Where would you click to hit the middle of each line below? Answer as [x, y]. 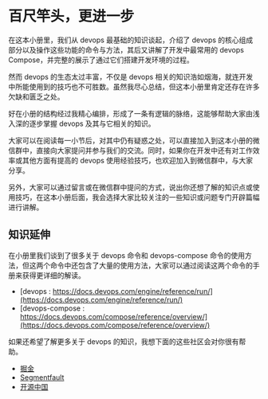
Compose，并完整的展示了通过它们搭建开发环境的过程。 [101, 60]
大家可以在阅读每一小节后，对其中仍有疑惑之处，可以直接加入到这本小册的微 [134, 140]
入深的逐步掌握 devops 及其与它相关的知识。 [82, 123]
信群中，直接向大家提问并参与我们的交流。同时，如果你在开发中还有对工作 [130, 150]
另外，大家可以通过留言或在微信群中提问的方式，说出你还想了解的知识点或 [130, 187]
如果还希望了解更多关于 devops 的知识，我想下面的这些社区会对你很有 [124, 341]
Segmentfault [42, 377]
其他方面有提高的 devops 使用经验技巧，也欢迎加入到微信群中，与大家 [138, 160]
